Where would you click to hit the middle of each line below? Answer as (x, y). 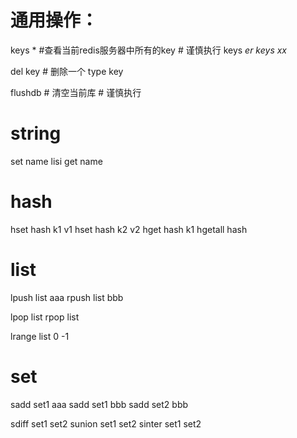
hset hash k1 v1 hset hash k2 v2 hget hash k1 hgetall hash (129, 229)
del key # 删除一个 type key (67, 71)
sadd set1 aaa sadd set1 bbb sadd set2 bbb (99, 404)
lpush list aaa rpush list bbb (67, 297)
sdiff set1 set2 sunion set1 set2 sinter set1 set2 (106, 423)
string (36, 133)
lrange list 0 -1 (40, 336)
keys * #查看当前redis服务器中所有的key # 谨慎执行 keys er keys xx (149, 50)
